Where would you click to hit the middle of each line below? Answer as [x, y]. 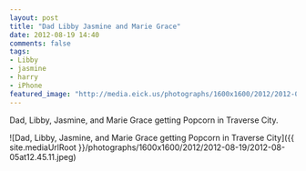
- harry [24, 77]
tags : [20, 52]
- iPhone [26, 85]
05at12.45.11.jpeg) [43, 156]
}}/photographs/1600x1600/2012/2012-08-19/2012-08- [182, 147]
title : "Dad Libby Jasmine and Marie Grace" [95, 26]
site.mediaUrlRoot [43, 147]
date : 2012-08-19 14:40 [55, 35]
